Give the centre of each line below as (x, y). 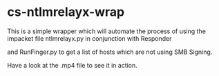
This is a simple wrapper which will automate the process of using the (106, 31)
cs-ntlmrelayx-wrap (66, 12)
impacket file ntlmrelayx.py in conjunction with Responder (89, 38)
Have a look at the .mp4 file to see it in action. (73, 65)
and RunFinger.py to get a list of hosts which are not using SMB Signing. (110, 52)
